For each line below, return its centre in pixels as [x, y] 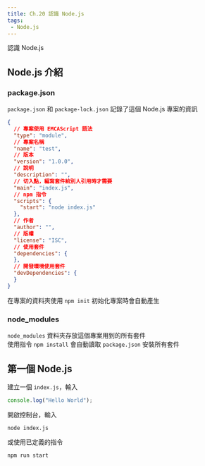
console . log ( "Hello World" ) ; [50, 400]
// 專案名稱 [29, 142]
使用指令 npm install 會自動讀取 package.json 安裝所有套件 [93, 344]
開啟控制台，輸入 [32, 415]
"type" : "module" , [41, 135]
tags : [15, 20]
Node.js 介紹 [35, 72]
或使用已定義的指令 [35, 442]
